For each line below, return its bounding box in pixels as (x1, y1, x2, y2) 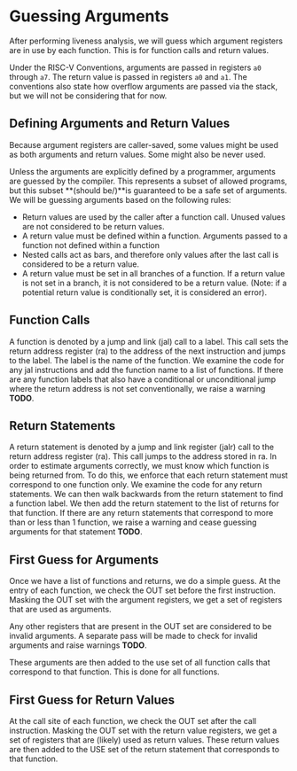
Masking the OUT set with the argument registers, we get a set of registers (9, 595, 283, 605)
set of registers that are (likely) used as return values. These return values (9, 735, 280, 745)
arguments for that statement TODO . (9, 526, 144, 537)
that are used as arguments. (9, 604, 113, 615)
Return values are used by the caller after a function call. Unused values (21, 211, 285, 222)
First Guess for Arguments (9, 552, 160, 567)
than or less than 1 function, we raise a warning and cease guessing (9, 517, 257, 528)
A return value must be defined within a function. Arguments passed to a (21, 230, 288, 241)
